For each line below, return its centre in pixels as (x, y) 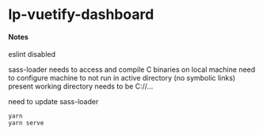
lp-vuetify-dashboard (81, 15)
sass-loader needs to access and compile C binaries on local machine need (132, 69)
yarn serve (26, 123)
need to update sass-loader (53, 102)
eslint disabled (32, 54)
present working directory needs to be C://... (81, 86)
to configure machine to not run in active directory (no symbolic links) (122, 78)
